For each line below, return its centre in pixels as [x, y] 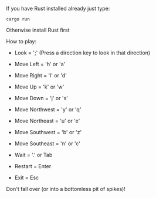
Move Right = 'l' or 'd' [41, 75]
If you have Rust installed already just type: [58, 8]
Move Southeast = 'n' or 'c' [48, 144]
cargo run [18, 19]
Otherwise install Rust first [38, 30]
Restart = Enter [33, 166]
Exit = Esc [27, 177]
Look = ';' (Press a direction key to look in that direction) [82, 53]
